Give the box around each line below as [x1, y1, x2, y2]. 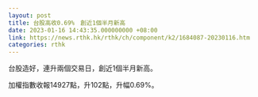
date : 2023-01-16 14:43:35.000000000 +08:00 [8, 26, 158, 34]
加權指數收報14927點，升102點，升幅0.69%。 [8, 80, 159, 90]
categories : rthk [8, 41, 66, 49]
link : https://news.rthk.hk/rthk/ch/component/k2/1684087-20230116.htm [8, 33, 250, 42]
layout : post [8, 11, 52, 20]
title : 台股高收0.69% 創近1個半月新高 [8, 19, 125, 27]
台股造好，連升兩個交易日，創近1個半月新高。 [8, 64, 157, 73]
